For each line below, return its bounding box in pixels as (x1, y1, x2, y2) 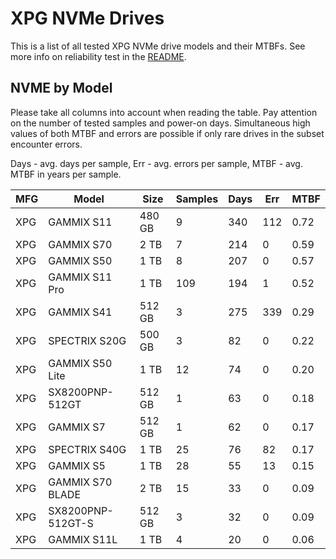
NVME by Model (10, 80, 113, 97)
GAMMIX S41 (48, 305, 113, 319)
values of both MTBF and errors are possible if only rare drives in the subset (10, 127, 325, 139)
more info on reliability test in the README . (10, 50, 187, 62)
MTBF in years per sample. (10, 168, 122, 180)
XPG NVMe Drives (10, 7, 165, 30)
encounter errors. (10, 138, 83, 150)
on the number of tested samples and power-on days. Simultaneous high (10, 117, 311, 129)
